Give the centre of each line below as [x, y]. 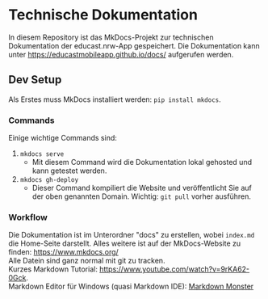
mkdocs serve [42, 154]
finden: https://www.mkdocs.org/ [63, 252]
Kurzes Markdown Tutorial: [53, 269]
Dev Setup [35, 80]
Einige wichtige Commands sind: [63, 138]
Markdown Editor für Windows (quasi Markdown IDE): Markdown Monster [131, 286]
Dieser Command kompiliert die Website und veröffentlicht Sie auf [142, 188]
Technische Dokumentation [103, 15]
